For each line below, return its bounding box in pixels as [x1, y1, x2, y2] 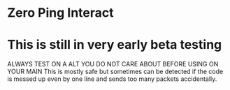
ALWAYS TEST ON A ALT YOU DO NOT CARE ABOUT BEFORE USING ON [7, 60, 219, 68]
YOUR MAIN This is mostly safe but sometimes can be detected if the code [7, 68, 224, 76]
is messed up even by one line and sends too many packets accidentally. [7, 75, 217, 83]
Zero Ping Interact [7, 5, 114, 21]
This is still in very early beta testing [7, 37, 222, 53]
